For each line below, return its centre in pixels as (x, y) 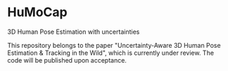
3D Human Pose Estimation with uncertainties (74, 32)
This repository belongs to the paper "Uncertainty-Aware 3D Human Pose (114, 45)
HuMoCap (38, 12)
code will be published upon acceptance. (67, 60)
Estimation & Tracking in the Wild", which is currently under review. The (111, 53)
